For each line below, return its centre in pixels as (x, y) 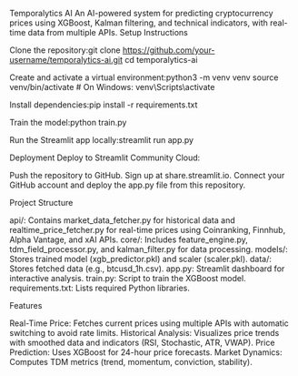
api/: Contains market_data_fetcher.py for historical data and (122, 220)
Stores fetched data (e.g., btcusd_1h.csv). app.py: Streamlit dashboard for (147, 269)
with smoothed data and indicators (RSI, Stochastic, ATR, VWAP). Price (142, 342)
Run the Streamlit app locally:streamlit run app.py (101, 140)
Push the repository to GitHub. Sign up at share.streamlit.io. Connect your (147, 175)
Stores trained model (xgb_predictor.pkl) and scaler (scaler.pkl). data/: (141, 259)
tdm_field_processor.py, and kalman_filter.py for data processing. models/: (149, 249)
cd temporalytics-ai (161, 60)
